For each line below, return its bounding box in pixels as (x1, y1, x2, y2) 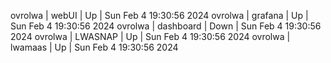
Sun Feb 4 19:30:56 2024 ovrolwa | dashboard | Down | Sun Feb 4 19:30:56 (10, 20, 322, 32)
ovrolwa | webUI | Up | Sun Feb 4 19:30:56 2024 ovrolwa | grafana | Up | (10, 10, 309, 21)
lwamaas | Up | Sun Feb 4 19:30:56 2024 (10, 41, 179, 53)
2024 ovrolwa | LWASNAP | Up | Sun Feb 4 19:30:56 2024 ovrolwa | (10, 31, 291, 42)
